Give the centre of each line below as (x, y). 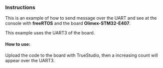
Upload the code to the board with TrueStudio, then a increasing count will (81, 55)
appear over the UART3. (30, 60)
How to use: (18, 44)
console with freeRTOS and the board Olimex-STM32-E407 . (68, 23)
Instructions (20, 7)
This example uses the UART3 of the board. (50, 33)
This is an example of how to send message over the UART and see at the (81, 18)
